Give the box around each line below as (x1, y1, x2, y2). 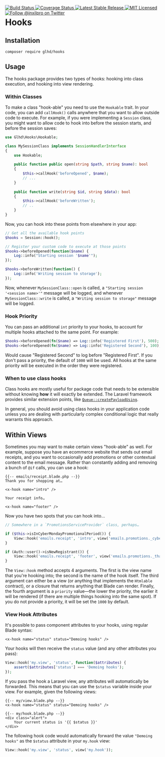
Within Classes (5, 93, 42, 100)
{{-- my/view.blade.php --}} (5, 698, 65, 703)
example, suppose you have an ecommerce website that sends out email (5, 449, 153, 455)
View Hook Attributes (5, 611, 57, 618)
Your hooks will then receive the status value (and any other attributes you (5, 645, 156, 651)
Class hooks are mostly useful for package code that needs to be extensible (5, 386, 159, 392)
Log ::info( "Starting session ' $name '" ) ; (14, 253, 98, 258)
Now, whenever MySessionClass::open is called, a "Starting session (5, 285, 143, 291)
